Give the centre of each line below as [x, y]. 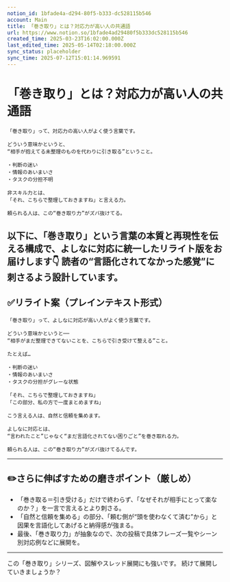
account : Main [27, 20]
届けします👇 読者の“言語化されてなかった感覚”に [111, 262]
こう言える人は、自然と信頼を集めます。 [55, 416]
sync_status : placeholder [44, 52]
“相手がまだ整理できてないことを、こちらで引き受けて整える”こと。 [89, 341]
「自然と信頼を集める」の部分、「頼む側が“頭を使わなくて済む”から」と [117, 516]
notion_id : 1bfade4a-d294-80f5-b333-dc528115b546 [79, 13]
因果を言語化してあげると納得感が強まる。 [77, 525]
